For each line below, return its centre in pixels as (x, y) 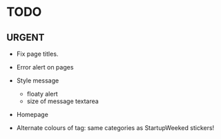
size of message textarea (63, 101)
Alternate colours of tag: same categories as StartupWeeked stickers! (115, 128)
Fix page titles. (37, 54)
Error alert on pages (45, 67)
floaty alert (42, 94)
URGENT (26, 38)
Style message (38, 81)
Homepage (32, 115)
